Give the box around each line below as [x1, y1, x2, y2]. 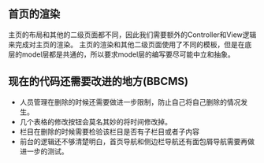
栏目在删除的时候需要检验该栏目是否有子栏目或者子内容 [19, 127, 199, 136]
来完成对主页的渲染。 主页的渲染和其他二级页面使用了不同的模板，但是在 [8, 39, 245, 49]
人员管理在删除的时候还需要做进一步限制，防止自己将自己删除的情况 [19, 97, 241, 106]
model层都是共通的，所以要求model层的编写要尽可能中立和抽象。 [21, 50, 235, 59]
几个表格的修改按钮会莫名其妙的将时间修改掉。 [19, 117, 172, 126]
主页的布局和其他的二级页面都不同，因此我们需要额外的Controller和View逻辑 [8, 30, 257, 39]
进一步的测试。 [19, 146, 69, 156]
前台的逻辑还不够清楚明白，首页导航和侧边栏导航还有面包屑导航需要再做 [19, 136, 255, 146]
